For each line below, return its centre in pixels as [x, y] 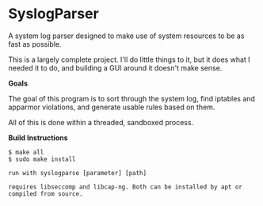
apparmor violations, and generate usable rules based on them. [112, 107]
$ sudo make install [42, 159]
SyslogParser [53, 14]
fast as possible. [35, 44]
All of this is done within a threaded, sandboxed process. [101, 122]
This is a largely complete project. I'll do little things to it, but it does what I [130, 59]
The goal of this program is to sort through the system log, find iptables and [132, 98]
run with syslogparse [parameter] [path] [78, 173]
